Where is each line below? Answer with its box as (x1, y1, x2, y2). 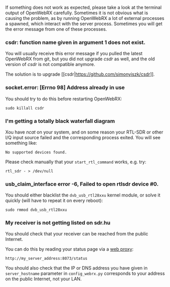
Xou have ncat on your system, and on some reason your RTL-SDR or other (5, 129, 163, 135)
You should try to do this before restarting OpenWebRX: (5, 96, 122, 102)
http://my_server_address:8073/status (5, 256, 88, 261)
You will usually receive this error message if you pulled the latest (5, 51, 143, 57)
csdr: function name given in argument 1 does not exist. (5, 38, 146, 46)
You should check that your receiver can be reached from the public (5, 231, 149, 237)
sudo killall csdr (5, 105, 44, 111)
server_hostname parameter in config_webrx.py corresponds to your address (5, 271, 165, 277)
